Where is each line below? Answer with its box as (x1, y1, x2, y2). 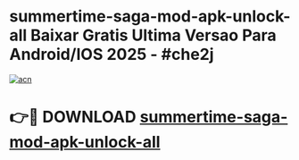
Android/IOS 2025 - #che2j (9, 45, 214, 64)
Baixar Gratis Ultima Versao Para (30, 25, 277, 46)
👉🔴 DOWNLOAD (9, 107, 137, 127)
